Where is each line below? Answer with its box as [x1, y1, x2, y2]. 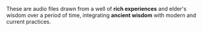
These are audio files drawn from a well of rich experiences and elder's [6, 5, 187, 12]
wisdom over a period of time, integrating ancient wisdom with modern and [6, 12, 197, 19]
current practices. [6, 18, 52, 25]
